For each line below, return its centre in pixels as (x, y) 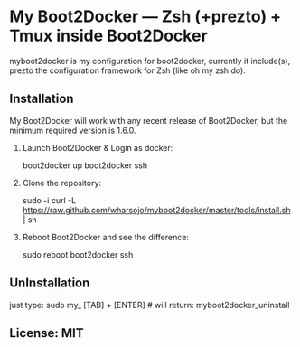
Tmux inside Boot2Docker (108, 36)
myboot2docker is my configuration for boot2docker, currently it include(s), (150, 61)
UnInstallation (50, 283)
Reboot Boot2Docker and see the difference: (106, 237)
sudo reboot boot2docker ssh (78, 254)
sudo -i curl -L (49, 200)
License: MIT (47, 333)
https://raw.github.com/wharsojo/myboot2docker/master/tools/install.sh (156, 210)
